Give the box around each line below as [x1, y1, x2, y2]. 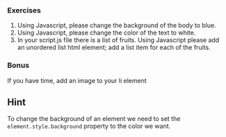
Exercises [7, 6, 42, 15]
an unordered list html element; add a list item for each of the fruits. [17, 44, 211, 52]
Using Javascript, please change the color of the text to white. [17, 28, 196, 37]
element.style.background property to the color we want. [7, 122, 171, 130]
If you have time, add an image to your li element [7, 76, 147, 84]
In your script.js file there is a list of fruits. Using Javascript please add [17, 36, 220, 44]
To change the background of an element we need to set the [7, 115, 181, 123]
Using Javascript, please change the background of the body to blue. [17, 21, 217, 30]
